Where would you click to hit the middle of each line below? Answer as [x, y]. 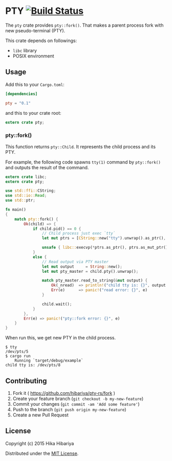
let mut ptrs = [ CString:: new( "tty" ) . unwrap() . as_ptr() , [104, 238]
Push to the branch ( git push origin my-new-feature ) [69, 409]
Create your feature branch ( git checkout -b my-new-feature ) [78, 398]
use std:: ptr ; [20, 201]
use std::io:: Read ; [26, 196]
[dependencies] [21, 94]
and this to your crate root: [33, 113]
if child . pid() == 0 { [57, 229]
